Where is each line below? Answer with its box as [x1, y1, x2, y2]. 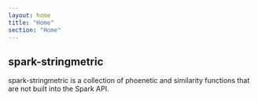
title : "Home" [8, 19, 55, 27]
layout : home [8, 11, 51, 20]
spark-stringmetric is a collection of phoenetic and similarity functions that [8, 76, 250, 85]
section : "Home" [8, 26, 61, 34]
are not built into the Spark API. [8, 84, 109, 94]
